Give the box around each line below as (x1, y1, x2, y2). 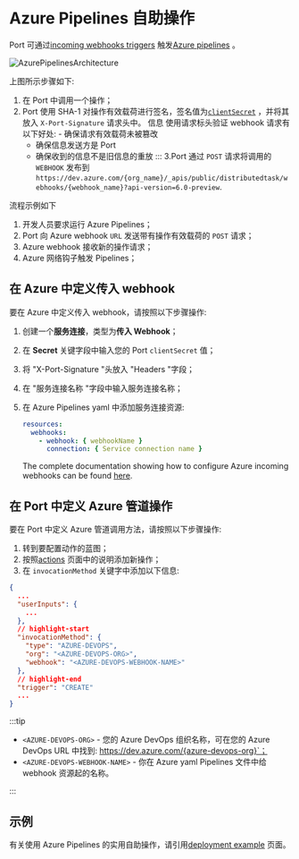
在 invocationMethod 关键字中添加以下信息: (21, 566, 180, 576)
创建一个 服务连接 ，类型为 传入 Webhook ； (21, 326, 179, 336)
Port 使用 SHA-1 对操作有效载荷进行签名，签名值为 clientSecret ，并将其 (21, 106, 290, 116)
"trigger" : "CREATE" (17, 683, 94, 692)
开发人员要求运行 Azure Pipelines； (21, 218, 154, 229)
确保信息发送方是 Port (35, 140, 116, 150)
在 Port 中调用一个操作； (21, 95, 113, 106)
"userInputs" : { (17, 600, 78, 608)
